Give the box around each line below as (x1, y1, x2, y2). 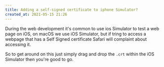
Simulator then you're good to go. (5, 56, 74, 62)
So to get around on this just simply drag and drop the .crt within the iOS (5, 51, 155, 57)
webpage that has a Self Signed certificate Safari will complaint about (5, 36, 147, 42)
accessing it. (5, 41, 31, 47)
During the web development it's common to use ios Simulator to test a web (5, 25, 160, 31)
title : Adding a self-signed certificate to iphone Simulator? (5, 7, 138, 12)
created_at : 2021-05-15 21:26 (5, 12, 68, 17)
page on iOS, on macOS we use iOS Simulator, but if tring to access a (5, 31, 147, 37)
